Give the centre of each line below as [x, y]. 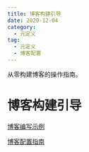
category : [22, 27]
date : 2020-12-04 [33, 21]
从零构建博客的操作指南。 [44, 74]
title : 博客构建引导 [34, 14]
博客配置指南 [26, 141]
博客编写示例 [26, 126]
